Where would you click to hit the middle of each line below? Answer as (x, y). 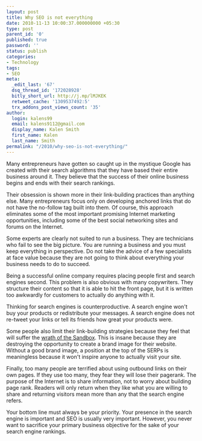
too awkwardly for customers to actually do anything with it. (80, 295)
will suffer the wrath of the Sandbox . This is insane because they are (91, 337)
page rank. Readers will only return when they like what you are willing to (97, 387)
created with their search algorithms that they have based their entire (92, 170)
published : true (27, 40)
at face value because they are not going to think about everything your (95, 258)
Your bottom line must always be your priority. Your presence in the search (99, 412)
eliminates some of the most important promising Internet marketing (91, 214)
